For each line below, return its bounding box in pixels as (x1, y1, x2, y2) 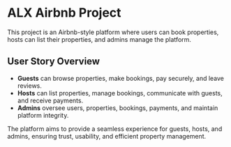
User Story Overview (7, 56, 100, 68)
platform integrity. (17, 111, 69, 119)
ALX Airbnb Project (7, 5, 121, 21)
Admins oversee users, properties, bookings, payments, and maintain (17, 103, 218, 112)
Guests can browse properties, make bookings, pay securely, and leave (17, 74, 225, 82)
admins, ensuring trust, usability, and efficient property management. (7, 132, 207, 140)
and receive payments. (17, 96, 84, 105)
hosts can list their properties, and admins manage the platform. (7, 35, 192, 43)
